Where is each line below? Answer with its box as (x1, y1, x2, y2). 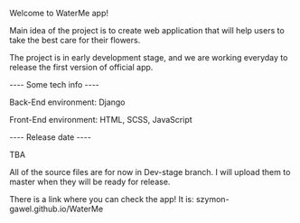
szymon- (195, 194, 230, 204)
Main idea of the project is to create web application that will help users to (9, 25, 285, 35)
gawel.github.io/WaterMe (9, 203, 104, 214)
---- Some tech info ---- (9, 79, 99, 89)
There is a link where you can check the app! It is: (9, 194, 194, 204)
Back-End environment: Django (9, 97, 126, 107)
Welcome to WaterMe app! (9, 8, 108, 18)
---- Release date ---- (9, 132, 92, 143)
